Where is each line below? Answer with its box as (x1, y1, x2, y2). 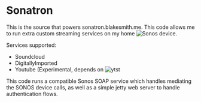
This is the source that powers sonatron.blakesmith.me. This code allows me (6, 23, 195, 31)
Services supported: (6, 41, 57, 49)
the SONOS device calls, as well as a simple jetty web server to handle (6, 83, 181, 91)
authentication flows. (6, 90, 58, 97)
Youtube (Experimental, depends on (14, 65, 103, 73)
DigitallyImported (14, 59, 58, 67)
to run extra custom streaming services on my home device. (6, 29, 178, 37)
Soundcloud (14, 53, 45, 60)
